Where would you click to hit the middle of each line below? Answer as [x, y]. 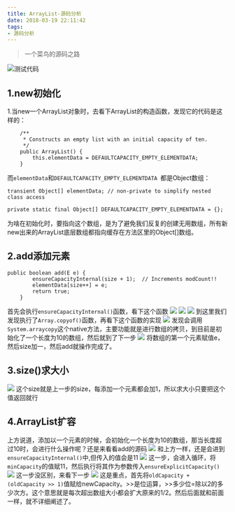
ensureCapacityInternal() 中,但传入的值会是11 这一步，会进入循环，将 [112, 457]
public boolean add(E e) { [47, 273]
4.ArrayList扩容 [42, 422]
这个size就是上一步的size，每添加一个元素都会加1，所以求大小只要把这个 [121, 389]
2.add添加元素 [38, 256]
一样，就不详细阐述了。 [41, 501]
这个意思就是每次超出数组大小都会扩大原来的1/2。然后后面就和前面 [128, 492]
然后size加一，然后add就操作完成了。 [62, 346]
